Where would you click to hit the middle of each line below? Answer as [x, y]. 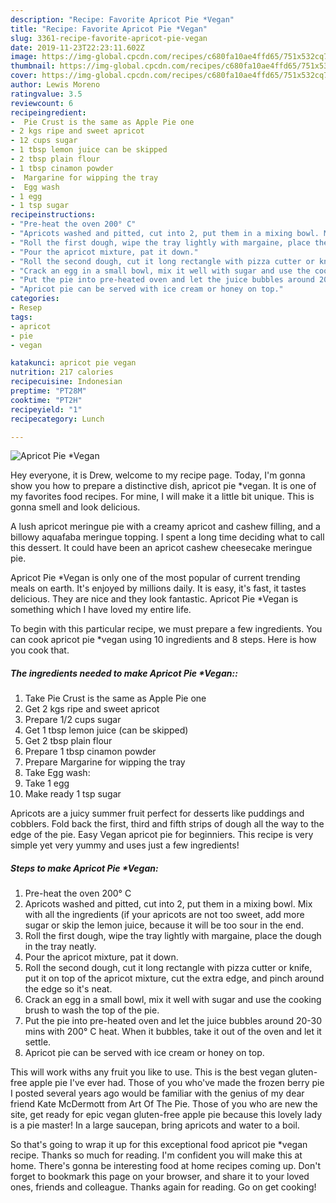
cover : [24, 76]
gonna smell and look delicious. [75, 507]
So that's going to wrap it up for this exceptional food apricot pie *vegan [159, 1145]
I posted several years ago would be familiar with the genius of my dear [157, 1093]
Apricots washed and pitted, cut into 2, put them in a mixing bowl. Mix [168, 904]
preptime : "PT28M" [48, 391]
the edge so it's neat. [68, 989]
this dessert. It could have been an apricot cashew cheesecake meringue [161, 548]
